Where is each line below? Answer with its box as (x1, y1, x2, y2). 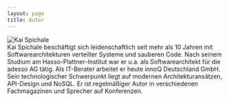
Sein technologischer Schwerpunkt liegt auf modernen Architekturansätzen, (7, 72, 223, 80)
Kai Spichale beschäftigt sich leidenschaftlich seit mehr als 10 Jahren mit (7, 43, 213, 51)
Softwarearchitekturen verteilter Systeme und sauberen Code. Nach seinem (7, 50, 222, 59)
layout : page (7, 10, 45, 17)
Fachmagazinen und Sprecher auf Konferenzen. (7, 87, 143, 95)
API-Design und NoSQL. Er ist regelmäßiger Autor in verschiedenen (7, 79, 198, 88)
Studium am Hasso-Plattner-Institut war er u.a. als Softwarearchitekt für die (7, 57, 221, 65)
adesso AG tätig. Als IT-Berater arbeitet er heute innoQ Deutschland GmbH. (7, 65, 221, 73)
